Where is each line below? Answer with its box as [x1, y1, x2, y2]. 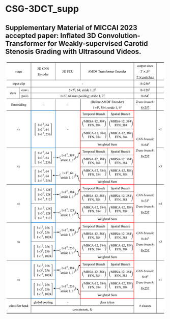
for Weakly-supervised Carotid [47, 39, 148, 48]
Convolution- [97, 31, 141, 40]
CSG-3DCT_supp [5, 3, 79, 15]
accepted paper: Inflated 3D [5, 31, 96, 40]
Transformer [5, 39, 46, 48]
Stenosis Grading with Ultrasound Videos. [5, 47, 141, 56]
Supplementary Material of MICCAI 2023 [5, 23, 137, 32]
